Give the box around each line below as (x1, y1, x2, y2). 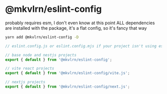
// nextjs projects (5, 80, 46, 85)
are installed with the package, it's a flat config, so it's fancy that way (5, 25, 147, 31)
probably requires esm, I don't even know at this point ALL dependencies (5, 20, 155, 26)
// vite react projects (5, 66, 55, 71)
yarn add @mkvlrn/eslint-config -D (5, 35, 79, 40)
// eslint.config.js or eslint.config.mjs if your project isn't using (5, 44, 157, 48)
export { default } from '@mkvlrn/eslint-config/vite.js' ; (5, 71, 130, 76)
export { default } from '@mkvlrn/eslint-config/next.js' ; (5, 84, 130, 90)
